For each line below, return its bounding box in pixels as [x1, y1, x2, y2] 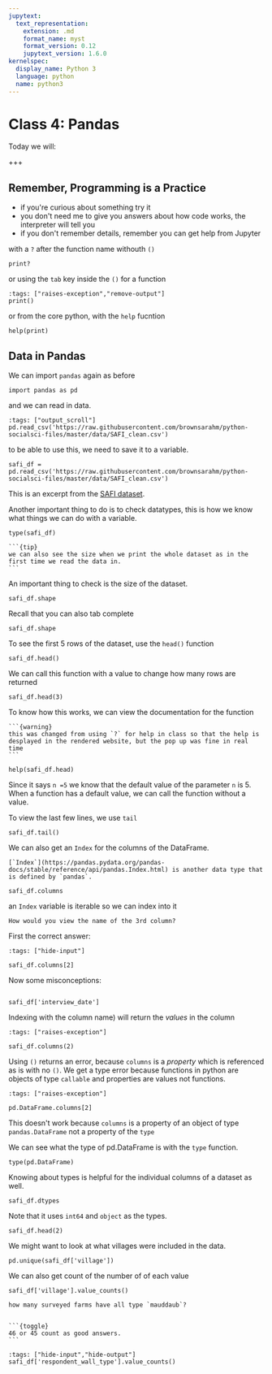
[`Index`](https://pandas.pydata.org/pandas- [8, 859, 165, 867]
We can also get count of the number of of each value [8, 1271, 189, 1281]
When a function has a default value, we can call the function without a [8, 789, 246, 799]
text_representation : [15, 20, 89, 28]
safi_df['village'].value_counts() [8, 1287, 129, 1295]
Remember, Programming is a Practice [8, 180, 207, 195]
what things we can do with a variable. [8, 514, 137, 523]
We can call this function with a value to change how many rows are [8, 669, 236, 678]
